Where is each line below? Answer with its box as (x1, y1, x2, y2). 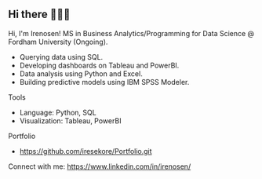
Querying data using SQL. (19, 52, 104, 61)
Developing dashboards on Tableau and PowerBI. (19, 60, 180, 70)
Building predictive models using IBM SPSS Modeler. (19, 77, 190, 86)
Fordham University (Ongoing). (8, 37, 108, 46)
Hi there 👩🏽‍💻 (8, 8, 71, 21)
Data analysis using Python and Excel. (19, 68, 143, 79)
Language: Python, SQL (19, 108, 96, 117)
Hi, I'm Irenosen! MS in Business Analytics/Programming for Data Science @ (8, 28, 255, 38)
